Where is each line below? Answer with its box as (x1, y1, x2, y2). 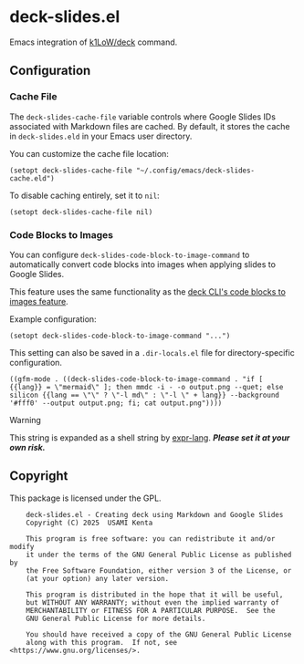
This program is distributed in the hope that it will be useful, (26, 590, 284, 599)
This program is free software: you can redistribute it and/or (26, 534, 276, 544)
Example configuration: (9, 313, 98, 325)
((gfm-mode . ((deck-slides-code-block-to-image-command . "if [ (9, 374, 263, 384)
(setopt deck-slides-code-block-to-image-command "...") (9, 331, 231, 340)
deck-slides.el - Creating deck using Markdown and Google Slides (26, 510, 284, 519)
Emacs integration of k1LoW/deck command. (9, 36, 178, 47)
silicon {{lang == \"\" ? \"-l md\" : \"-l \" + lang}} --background (9, 390, 280, 399)
